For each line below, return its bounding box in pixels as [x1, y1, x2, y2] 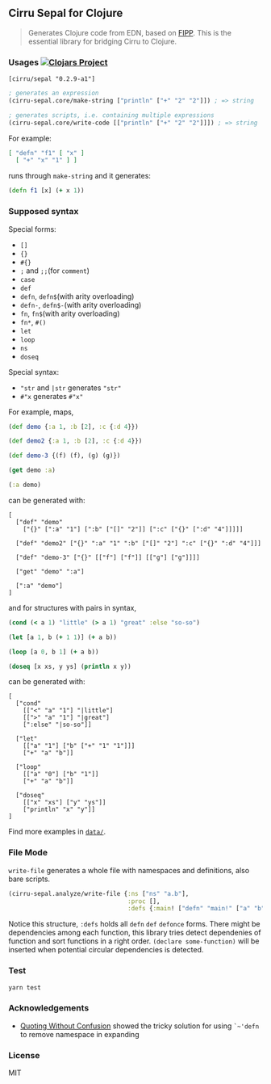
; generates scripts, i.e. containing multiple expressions [8, 111, 215, 120]
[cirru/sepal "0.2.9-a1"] [8, 75, 95, 83]
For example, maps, [8, 407, 74, 417]
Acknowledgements [8, 1002, 90, 1014]
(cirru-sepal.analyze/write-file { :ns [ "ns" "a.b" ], [8, 889, 190, 897]
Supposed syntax [8, 206, 79, 217]
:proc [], [127, 897, 161, 905]
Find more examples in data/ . [8, 827, 106, 837]
